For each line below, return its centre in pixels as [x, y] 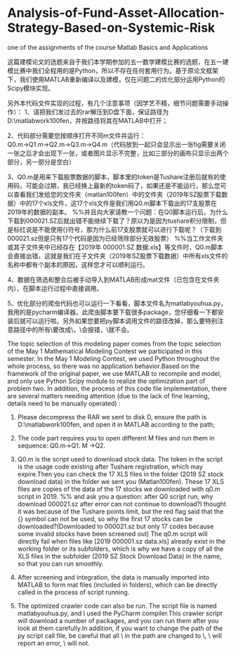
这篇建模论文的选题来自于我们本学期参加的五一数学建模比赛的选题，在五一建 [118, 62]
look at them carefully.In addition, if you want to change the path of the [120, 628]
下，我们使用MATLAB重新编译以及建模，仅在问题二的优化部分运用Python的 [116, 79]
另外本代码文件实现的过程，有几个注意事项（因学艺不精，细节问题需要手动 [115, 103]
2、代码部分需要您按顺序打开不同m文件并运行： [77, 136]
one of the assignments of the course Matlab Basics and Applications [108, 47]
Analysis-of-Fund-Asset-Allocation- [116, 13]
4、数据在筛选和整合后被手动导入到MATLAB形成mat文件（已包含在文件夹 [113, 280]
